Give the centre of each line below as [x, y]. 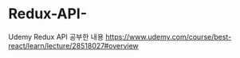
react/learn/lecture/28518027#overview [74, 45]
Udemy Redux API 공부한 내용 [56, 37]
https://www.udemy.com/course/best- [169, 37]
